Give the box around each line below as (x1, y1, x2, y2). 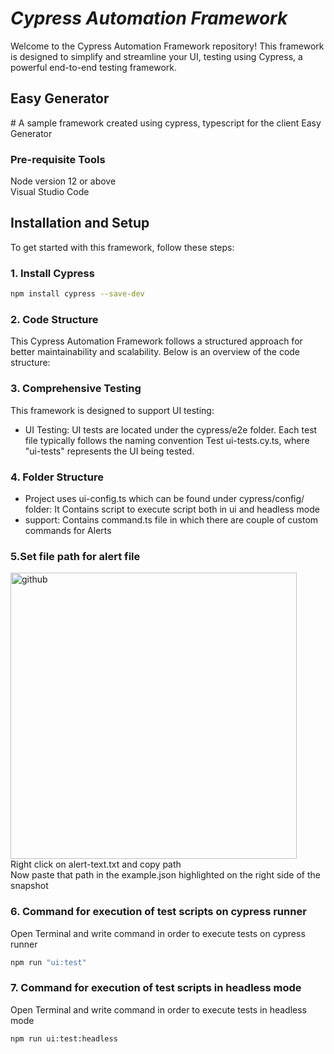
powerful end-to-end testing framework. (10, 61, 178, 73)
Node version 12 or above (10, 175, 117, 187)
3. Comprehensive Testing (10, 382, 142, 396)
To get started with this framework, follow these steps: (10, 241, 235, 253)
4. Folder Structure (10, 470, 104, 484)
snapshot (10, 880, 49, 892)
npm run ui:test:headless (10, 1033, 118, 1044)
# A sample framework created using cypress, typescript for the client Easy (10, 117, 322, 129)
